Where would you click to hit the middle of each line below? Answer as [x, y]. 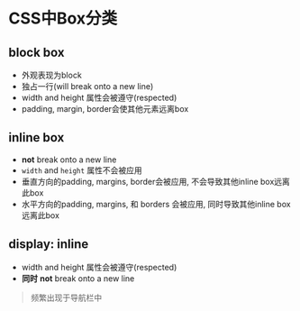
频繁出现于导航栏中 [66, 297]
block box [36, 52]
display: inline [49, 244]
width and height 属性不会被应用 [82, 170]
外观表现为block [51, 75]
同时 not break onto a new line [78, 278]
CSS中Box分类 [63, 18]
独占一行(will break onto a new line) [87, 86]
